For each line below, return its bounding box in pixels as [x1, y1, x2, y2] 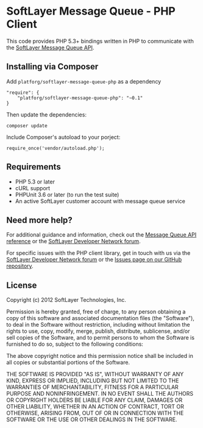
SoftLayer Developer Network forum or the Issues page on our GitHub [6, 256, 182, 263]
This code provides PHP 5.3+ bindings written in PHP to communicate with [6, 37, 194, 45]
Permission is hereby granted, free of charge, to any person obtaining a [6, 308, 186, 315]
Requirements [6, 162, 61, 172]
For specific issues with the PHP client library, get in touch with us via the [6, 249, 191, 257]
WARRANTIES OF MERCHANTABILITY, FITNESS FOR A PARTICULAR [6, 383, 179, 391]
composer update [6, 123, 48, 129]
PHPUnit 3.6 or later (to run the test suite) [15, 191, 119, 198]
